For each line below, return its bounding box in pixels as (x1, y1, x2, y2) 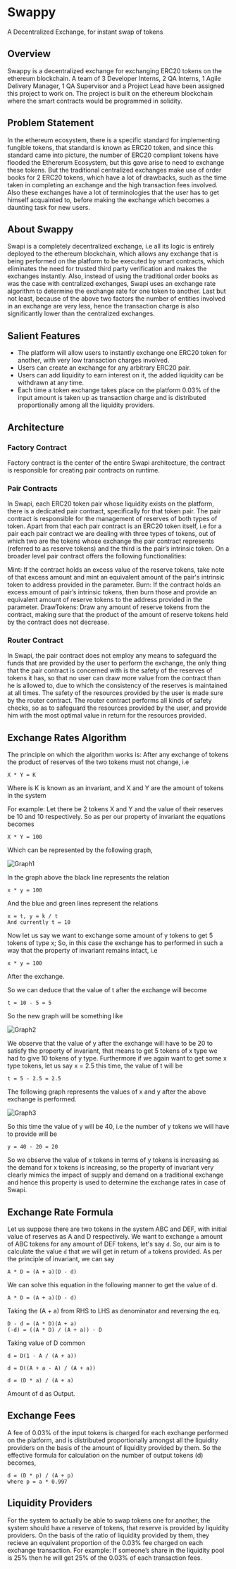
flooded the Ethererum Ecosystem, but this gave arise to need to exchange (7, 158, 225, 166)
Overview (7, 48, 51, 60)
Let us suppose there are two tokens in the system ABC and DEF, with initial (7, 1225, 228, 1233)
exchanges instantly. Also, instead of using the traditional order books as (7, 272, 218, 280)
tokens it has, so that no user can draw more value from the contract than (7, 674, 221, 682)
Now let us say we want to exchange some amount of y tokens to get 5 (7, 931, 213, 940)
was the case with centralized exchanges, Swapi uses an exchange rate (7, 280, 216, 288)
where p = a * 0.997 (7, 1478, 68, 1485)
